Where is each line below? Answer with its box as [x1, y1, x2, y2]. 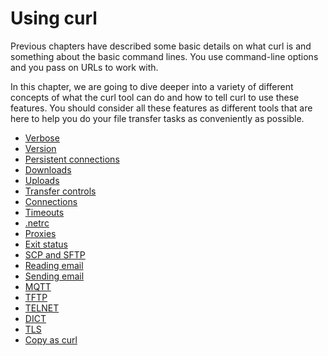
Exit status [24, 238, 68, 250]
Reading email [24, 259, 84, 271]
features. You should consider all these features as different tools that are [10, 102, 313, 114]
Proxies [24, 227, 57, 239]
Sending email [24, 270, 85, 282]
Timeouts [24, 206, 65, 218]
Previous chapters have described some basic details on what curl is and [10, 40, 312, 52]
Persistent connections [24, 153, 120, 165]
